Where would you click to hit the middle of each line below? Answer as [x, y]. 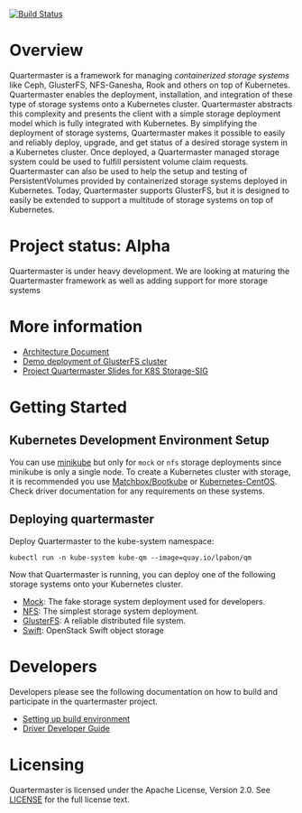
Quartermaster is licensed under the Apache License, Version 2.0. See [140, 790]
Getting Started [69, 407]
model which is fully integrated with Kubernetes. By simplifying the [133, 123]
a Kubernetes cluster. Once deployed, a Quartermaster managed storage [145, 152]
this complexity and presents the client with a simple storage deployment [145, 114]
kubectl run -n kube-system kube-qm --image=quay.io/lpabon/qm [131, 558]
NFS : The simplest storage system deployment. [110, 611]
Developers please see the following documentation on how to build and [143, 691]
